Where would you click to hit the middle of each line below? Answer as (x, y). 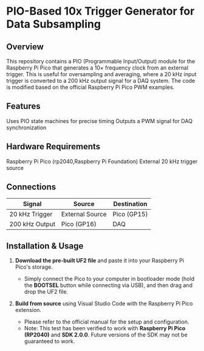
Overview (25, 47)
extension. (28, 310)
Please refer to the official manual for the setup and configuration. (107, 322)
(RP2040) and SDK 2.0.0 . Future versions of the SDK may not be (106, 335)
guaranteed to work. (49, 341)
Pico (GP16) (79, 224)
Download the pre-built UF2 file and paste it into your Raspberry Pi (99, 261)
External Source (84, 214)
